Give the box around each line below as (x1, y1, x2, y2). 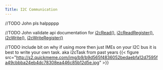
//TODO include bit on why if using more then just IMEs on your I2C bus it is (5, 44, 157, 50)
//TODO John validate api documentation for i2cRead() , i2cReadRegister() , (5, 29, 154, 35)
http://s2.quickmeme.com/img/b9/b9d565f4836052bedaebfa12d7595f (16, 54, 158, 60)
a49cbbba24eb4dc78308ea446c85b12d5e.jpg (5, 59, 100, 65)
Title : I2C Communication (5, 7, 57, 12)
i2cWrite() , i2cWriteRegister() (5, 35, 63, 41)
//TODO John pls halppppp (5, 20, 59, 26)
